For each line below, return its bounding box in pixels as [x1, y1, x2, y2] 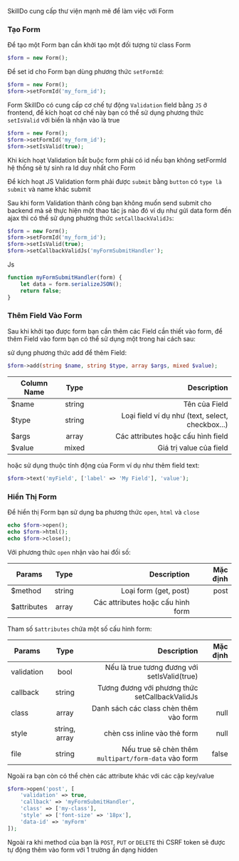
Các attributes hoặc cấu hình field [115, 431, 228, 441]
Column [20, 378, 48, 388]
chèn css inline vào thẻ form [103, 728, 198, 738]
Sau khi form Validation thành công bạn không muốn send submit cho [7, 198, 212, 207]
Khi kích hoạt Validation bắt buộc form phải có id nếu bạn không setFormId [7, 155, 227, 164]
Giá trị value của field [157, 443, 228, 453]
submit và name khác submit [7, 185, 91, 193]
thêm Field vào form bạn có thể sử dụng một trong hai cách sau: [7, 334, 196, 343]
